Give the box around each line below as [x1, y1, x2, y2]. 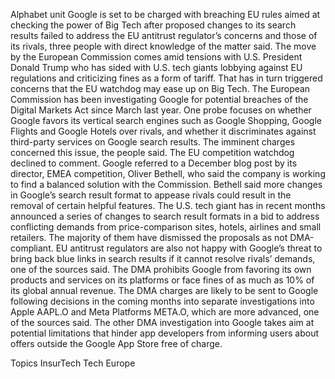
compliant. [10, 242, 54, 254]
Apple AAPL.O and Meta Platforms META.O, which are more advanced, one [10, 306, 320, 318]
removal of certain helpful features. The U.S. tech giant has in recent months [10, 200, 326, 211]
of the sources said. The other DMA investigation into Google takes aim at [10, 317, 315, 328]
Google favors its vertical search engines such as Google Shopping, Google [10, 115, 322, 126]
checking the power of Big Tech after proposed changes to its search [10, 19, 297, 31]
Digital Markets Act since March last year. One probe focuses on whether [10, 104, 312, 116]
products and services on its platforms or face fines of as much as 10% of [10, 274, 315, 286]
